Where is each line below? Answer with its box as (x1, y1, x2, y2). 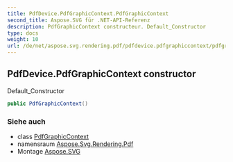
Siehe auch (7, 116, 46, 126)
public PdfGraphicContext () (7, 100, 89, 107)
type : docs (7, 29, 39, 37)
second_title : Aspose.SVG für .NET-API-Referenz (7, 17, 150, 24)
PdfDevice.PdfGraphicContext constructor (7, 68, 196, 80)
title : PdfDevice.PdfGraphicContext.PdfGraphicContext (7, 10, 169, 17)
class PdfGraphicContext (17, 132, 89, 140)
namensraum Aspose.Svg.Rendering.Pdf (17, 140, 134, 148)
